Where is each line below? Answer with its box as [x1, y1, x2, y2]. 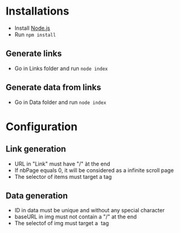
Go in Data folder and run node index [14, 99, 107, 106]
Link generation [5, 144, 66, 155]
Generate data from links [5, 82, 101, 92]
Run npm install [14, 30, 56, 38]
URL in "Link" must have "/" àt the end [14, 160, 110, 167]
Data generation [5, 190, 68, 201]
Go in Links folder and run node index [14, 64, 108, 72]
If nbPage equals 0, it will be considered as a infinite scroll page [14, 166, 174, 174]
